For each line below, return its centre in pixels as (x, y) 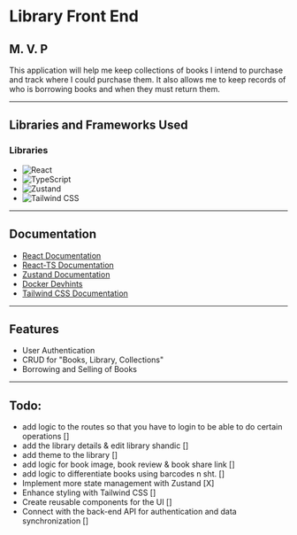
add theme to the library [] (69, 455)
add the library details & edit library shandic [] (105, 446)
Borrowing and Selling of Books (79, 369)
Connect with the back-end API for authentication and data (129, 512)
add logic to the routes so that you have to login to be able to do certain (152, 427)
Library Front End (74, 16)
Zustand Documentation (66, 274)
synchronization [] (55, 521)
